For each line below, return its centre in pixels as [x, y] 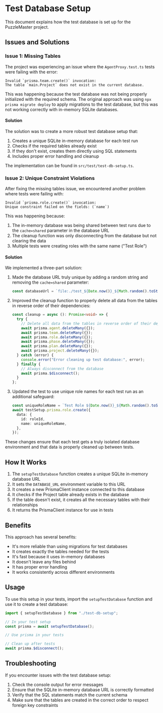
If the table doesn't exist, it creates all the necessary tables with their [81, 500]
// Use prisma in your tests [34, 635]
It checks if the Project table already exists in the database [71, 495]
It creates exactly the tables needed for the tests [60, 551]
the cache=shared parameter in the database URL [61, 230]
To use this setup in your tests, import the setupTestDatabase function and [79, 599]
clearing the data [29, 241]
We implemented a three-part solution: [44, 268]
